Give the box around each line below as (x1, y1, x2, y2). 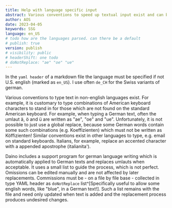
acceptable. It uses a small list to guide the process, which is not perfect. (5, 164, 160, 170)
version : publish (5, 45, 42, 51)
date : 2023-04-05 (5, 21, 42, 27)
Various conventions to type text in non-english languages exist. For (5, 95, 149, 101)
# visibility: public (5, 50, 52, 55)
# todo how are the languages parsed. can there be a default (5, 36, 141, 41)
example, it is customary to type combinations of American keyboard (5, 100, 151, 106)
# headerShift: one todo (5, 55, 58, 60)
